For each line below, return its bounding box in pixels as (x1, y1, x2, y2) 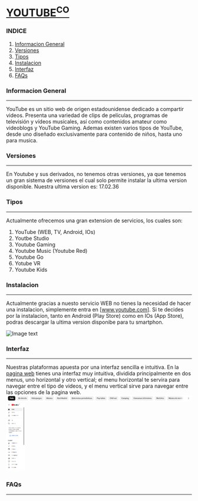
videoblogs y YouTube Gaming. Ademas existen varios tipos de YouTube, (6, 125, 184, 132)
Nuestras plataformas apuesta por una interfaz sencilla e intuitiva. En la (6, 364, 179, 371)
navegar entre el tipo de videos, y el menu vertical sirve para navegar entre (6, 382, 189, 390)
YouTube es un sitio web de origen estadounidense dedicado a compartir (6, 106, 184, 113)
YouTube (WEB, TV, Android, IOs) (14, 228, 95, 235)
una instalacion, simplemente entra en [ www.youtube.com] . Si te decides (6, 306, 184, 313)
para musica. (6, 137, 38, 144)
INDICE (6, 27, 27, 35)
